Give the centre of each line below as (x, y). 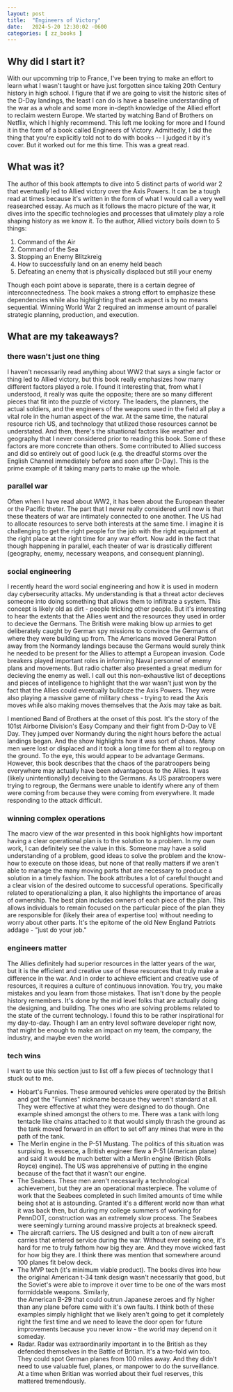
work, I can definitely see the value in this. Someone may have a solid (107, 848)
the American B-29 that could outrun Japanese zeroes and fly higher (116, 1300)
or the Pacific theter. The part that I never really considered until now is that (115, 509)
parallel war (27, 486)
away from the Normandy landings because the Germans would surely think (116, 646)
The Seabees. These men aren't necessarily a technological (103, 1181)
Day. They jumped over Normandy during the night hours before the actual (114, 734)
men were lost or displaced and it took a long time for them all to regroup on (116, 748)
